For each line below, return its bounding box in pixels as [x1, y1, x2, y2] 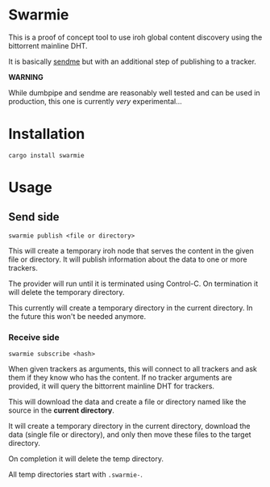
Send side [8, 210, 60, 224]
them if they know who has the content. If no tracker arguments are [8, 373, 232, 383]
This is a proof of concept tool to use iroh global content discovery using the [8, 32, 263, 42]
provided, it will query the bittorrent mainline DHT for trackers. [8, 381, 215, 391]
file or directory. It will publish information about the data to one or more [8, 254, 247, 264]
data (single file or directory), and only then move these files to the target [8, 430, 251, 439]
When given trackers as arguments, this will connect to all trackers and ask [8, 364, 258, 374]
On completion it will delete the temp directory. [8, 454, 164, 464]
